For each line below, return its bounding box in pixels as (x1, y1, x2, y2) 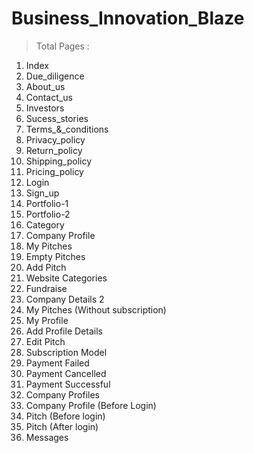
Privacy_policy (25, 133, 86, 146)
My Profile (25, 314, 69, 326)
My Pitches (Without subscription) (25, 303, 167, 316)
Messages (25, 431, 69, 443)
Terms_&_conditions (25, 123, 109, 135)
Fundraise (25, 282, 68, 294)
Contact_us (25, 91, 73, 103)
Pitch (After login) (25, 420, 99, 432)
